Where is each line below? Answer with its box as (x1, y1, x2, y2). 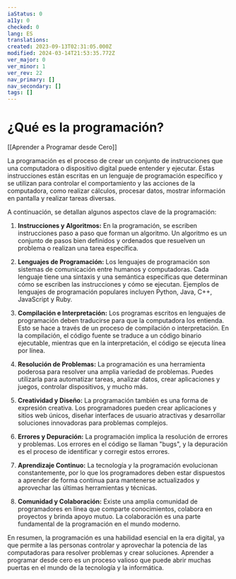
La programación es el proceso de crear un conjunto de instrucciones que (7, 157, 223, 165)
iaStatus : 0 (7, 10, 42, 18)
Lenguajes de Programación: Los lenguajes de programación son (17, 258, 211, 266)
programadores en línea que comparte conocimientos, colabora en (17, 505, 213, 513)
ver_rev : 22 (7, 69, 42, 76)
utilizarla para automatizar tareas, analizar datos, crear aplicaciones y (17, 375, 220, 383)
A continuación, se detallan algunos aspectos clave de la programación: (7, 208, 217, 216)
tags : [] (7, 89, 33, 96)
